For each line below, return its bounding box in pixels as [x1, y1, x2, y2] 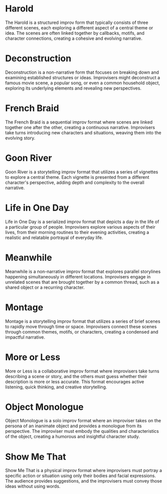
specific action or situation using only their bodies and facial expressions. [5, 473, 156, 479]
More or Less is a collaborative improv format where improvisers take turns [5, 368, 160, 374]
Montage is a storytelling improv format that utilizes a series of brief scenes [5, 318, 161, 324]
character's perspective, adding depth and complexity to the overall [5, 179, 145, 185]
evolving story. [5, 135, 36, 141]
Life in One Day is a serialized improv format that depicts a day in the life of [5, 219, 160, 225]
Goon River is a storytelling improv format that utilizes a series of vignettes [5, 169, 159, 175]
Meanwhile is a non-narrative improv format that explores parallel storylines [5, 268, 161, 274]
